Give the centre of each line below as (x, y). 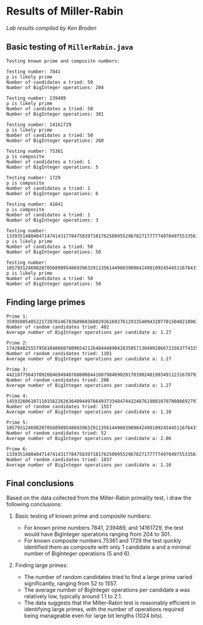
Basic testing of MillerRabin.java (70, 47)
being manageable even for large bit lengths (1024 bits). (94, 616)
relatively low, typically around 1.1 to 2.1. (73, 597)
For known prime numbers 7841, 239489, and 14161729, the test (104, 528)
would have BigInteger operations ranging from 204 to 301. (98, 534)
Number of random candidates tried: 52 (56, 433)
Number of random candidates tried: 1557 (59, 406)
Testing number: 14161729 (39, 125)
